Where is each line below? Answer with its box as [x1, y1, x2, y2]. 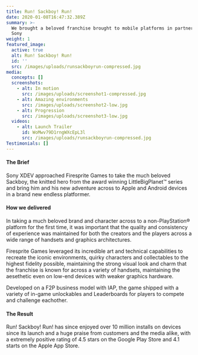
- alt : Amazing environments [16, 96, 88, 102]
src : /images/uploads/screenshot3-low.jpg [21, 113, 128, 119]
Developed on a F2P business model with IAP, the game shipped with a [6, 284, 179, 291]
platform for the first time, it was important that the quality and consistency [6, 224, 188, 231]
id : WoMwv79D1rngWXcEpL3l [21, 129, 85, 136]
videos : [11, 119, 31, 125]
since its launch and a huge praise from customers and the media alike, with [6, 330, 191, 337]
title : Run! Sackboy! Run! [6, 8, 72, 15]
